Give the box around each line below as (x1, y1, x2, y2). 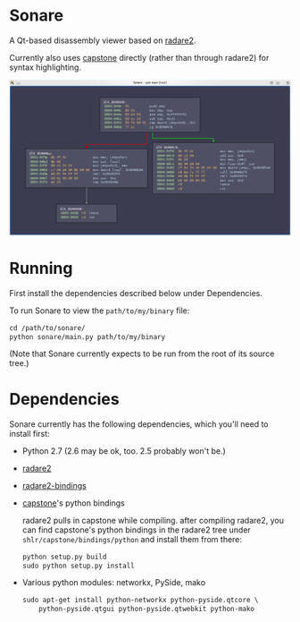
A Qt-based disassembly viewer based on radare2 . (9, 35, 196, 46)
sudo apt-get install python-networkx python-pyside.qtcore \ (21, 595, 259, 604)
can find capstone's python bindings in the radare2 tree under (21, 524, 252, 535)
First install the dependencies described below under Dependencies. (9, 287, 263, 298)
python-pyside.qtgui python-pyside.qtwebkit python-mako (38, 604, 255, 613)
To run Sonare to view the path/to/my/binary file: (9, 305, 190, 316)
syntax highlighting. (9, 62, 82, 72)
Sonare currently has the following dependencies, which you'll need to (9, 418, 270, 430)
